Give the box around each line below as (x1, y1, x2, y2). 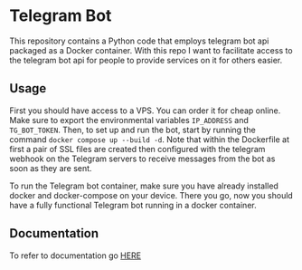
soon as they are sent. (9, 162, 92, 173)
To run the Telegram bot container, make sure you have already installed (9, 180, 278, 191)
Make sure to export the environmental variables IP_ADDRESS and (9, 114, 249, 125)
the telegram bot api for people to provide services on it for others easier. (9, 54, 283, 65)
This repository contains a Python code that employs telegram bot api (9, 35, 269, 46)
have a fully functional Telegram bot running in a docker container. (9, 199, 257, 210)
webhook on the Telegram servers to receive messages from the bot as (9, 153, 276, 164)
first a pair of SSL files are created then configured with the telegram (9, 143, 266, 154)
